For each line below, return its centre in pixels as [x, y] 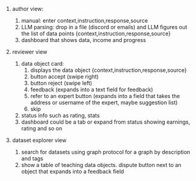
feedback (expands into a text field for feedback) [92, 90]
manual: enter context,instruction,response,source [84, 20]
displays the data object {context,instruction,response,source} [109, 70]
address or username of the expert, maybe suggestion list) [104, 102]
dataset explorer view [39, 140]
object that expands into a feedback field [72, 171]
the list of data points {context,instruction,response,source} [96, 34]
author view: [28, 9]
